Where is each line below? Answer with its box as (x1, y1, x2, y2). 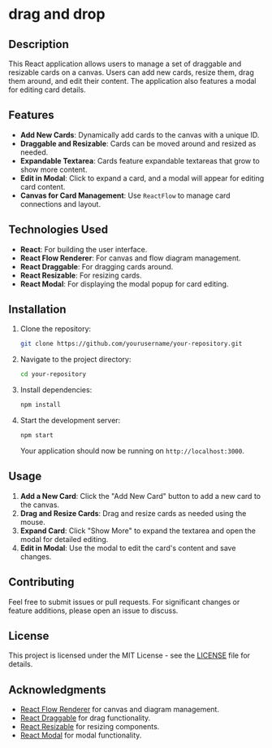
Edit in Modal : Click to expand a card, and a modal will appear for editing (19, 173, 265, 183)
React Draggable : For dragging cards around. (19, 261, 174, 271)
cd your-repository (19, 370, 87, 378)
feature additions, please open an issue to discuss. (8, 606, 179, 615)
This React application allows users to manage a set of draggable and (8, 59, 242, 68)
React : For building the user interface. (19, 244, 148, 254)
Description (8, 37, 69, 51)
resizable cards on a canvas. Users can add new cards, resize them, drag (8, 68, 254, 77)
